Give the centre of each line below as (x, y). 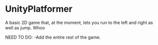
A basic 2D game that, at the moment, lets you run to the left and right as (79, 22)
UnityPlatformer (39, 9)
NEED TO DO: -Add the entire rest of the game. (53, 37)
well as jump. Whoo (25, 27)
